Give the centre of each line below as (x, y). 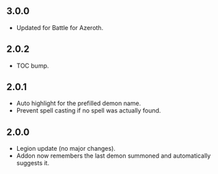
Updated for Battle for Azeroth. (60, 27)
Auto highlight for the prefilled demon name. (79, 103)
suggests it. (32, 163)
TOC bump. (32, 66)
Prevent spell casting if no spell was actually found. (88, 111)
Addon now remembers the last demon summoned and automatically (113, 156)
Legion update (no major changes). (66, 149)
